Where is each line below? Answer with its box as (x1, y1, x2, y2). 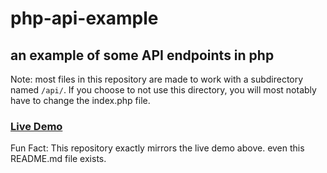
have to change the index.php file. (10, 95, 151, 106)
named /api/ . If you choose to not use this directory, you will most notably (10, 84, 317, 96)
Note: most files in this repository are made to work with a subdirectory (10, 73, 304, 85)
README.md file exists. (10, 153, 107, 165)
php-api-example (10, 7, 159, 30)
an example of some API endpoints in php (10, 47, 275, 64)
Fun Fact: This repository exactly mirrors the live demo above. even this (10, 142, 305, 154)
